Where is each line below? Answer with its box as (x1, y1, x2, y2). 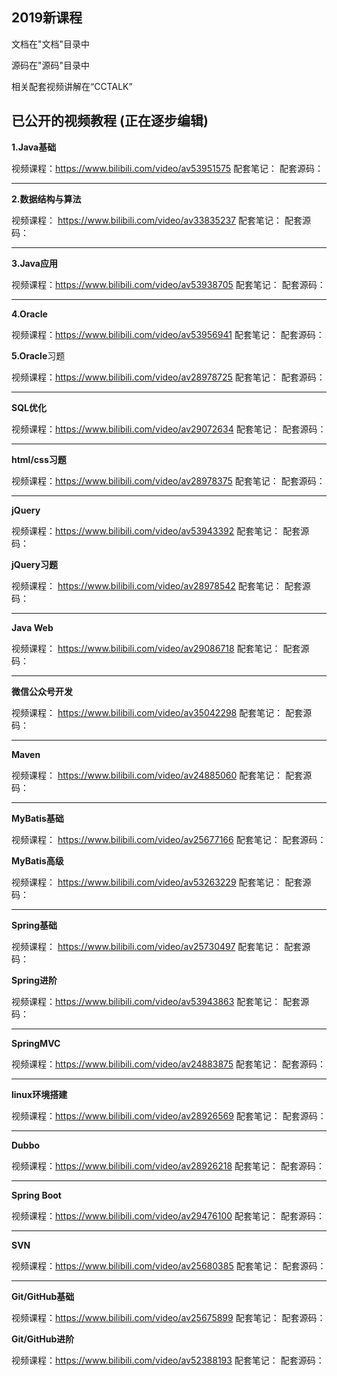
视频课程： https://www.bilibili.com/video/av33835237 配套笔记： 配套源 (11, 214, 311, 226)
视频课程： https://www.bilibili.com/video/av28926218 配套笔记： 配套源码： (11, 1159, 325, 1172)
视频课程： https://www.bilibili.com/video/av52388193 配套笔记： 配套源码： (11, 1354, 325, 1366)
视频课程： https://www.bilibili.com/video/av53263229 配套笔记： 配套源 (11, 876, 312, 888)
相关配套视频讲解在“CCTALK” (11, 80, 133, 92)
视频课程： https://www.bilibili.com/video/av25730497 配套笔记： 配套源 (11, 940, 311, 952)
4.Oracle (11, 308, 48, 320)
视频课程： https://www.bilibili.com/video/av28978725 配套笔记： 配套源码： (11, 371, 326, 383)
